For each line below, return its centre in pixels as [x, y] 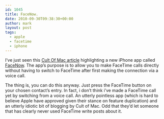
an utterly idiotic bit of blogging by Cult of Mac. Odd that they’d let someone [82, 106]
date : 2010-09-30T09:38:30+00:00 [39, 19]
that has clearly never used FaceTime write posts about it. [64, 111]
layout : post [18, 28]
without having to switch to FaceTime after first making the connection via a [82, 70]
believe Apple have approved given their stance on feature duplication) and [81, 100]
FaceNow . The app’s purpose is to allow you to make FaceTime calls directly [82, 65]
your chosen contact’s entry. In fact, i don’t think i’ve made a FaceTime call [81, 90]
